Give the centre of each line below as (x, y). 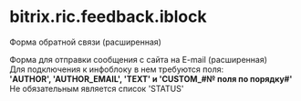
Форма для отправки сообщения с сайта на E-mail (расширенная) (138, 59)
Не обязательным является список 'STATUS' (97, 88)
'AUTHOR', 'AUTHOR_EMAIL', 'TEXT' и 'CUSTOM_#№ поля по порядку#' (151, 78)
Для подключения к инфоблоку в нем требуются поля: (117, 69)
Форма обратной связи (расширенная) (86, 42)
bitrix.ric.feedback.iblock (108, 17)
